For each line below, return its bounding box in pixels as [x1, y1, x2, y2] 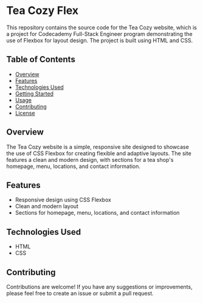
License [15, 109, 35, 116]
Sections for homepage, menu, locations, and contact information [15, 209, 180, 217]
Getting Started [15, 89, 53, 97]
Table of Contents [6, 54, 76, 64]
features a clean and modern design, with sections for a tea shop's [6, 156, 174, 163]
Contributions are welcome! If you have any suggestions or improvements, [6, 284, 193, 290]
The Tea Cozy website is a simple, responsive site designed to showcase [6, 143, 190, 150]
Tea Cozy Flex [6, 4, 79, 18]
